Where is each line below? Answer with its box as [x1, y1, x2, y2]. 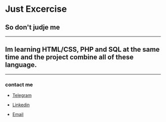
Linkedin [12, 102, 30, 108]
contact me [5, 81, 33, 88]
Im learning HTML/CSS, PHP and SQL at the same [5, 45, 160, 54]
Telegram [12, 92, 32, 98]
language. [5, 61, 37, 69]
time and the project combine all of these [5, 53, 134, 61]
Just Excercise [5, 3, 67, 15]
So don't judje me [5, 23, 60, 31]
